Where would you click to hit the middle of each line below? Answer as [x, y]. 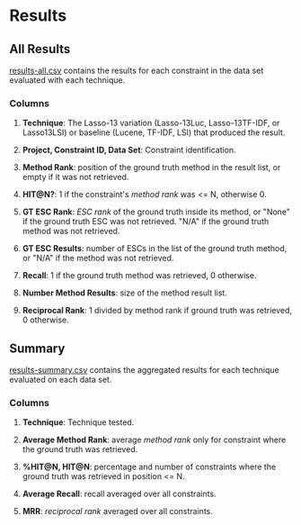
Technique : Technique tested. [78, 422]
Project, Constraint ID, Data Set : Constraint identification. [129, 150]
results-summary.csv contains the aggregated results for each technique [145, 370]
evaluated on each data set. [61, 380]
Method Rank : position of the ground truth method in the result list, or [151, 167]
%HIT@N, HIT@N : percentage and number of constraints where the [149, 467]
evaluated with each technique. [67, 80]
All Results [40, 49]
